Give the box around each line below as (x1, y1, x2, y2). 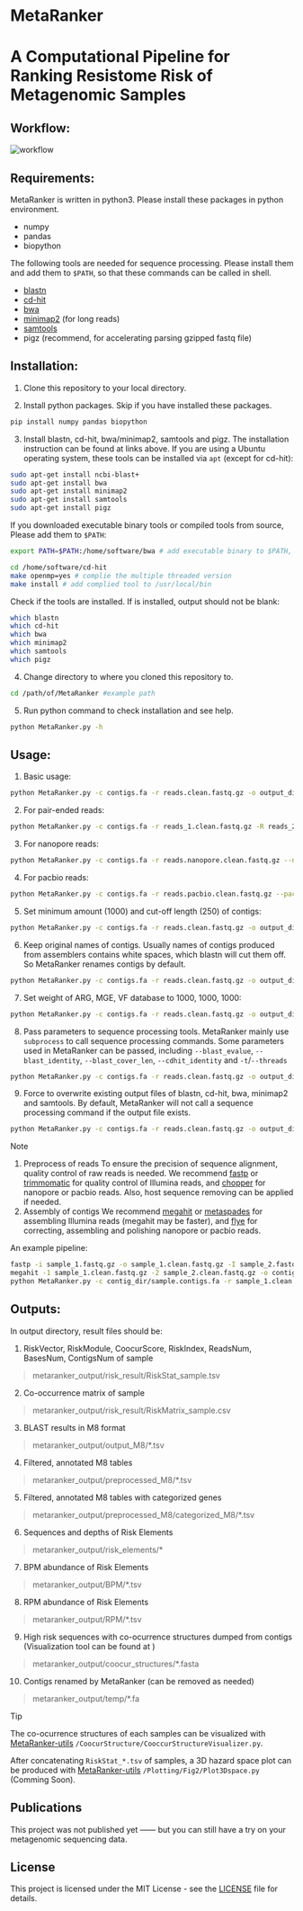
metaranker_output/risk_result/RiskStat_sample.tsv (31, 1370, 221, 1380)
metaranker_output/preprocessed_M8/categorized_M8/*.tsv (31, 1509, 255, 1520)
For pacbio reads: (22, 872, 89, 882)
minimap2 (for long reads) (22, 314, 120, 324)
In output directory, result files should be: (10, 1326, 163, 1336)
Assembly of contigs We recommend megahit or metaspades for (22, 1206, 263, 1217)
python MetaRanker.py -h (10, 722, 103, 731)
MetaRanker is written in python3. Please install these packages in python (10, 194, 284, 205)
